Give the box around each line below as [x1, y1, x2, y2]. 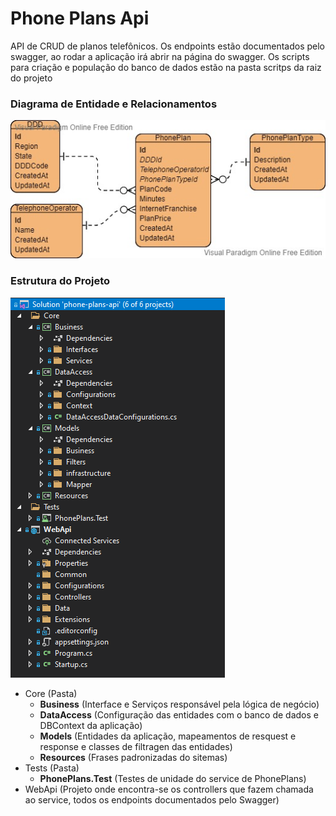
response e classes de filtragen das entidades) [39, 740, 233, 752]
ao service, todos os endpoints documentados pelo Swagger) [24, 793, 280, 806]
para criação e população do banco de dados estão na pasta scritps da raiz [10, 61, 322, 73]
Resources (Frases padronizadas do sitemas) [39, 751, 228, 763]
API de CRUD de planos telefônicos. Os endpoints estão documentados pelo [10, 40, 325, 52]
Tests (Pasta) [24, 762, 80, 774]
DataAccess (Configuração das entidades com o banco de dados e [39, 708, 319, 721]
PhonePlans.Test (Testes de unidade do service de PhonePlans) [39, 772, 307, 784]
